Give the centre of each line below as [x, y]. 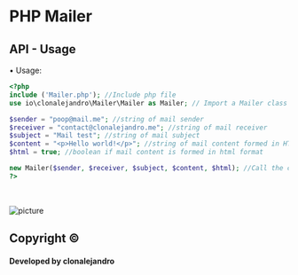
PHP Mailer [51, 16]
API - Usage [43, 49]
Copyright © [44, 238]
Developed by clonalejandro [62, 261]
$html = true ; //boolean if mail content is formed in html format [137, 153]
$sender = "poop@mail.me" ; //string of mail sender [106, 119]
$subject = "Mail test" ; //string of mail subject [105, 136]
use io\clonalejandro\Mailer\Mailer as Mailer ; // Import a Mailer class [149, 103]
